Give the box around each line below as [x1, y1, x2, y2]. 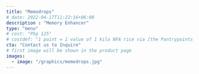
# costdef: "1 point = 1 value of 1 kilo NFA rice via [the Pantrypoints [6, 36, 194, 42]
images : [6, 53, 26, 59]
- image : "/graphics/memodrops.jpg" [11, 58, 102, 64]
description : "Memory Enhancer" [6, 20, 89, 26]
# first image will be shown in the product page [6, 48, 132, 54]
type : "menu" [6, 25, 39, 32]
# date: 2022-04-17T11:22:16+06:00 [6, 14, 95, 20]
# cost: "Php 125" [6, 31, 52, 37]
